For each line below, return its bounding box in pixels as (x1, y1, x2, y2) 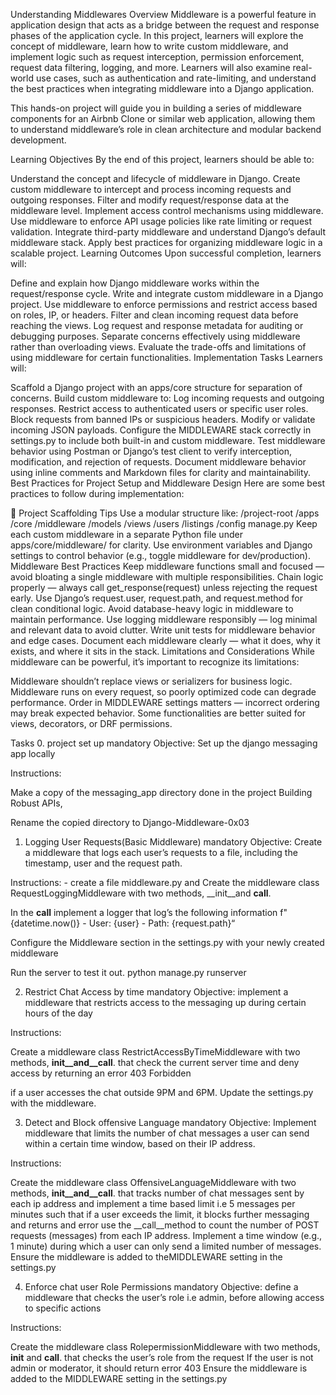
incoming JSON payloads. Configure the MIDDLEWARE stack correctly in (10, 424, 312, 436)
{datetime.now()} (10, 917, 81, 929)
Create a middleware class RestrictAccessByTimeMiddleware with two (10, 1046, 301, 1058)
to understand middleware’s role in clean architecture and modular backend (10, 124, 322, 135)
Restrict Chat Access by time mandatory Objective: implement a (24, 986, 289, 998)
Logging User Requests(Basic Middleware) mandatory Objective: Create (24, 836, 323, 848)
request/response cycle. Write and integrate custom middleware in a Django (10, 288, 324, 299)
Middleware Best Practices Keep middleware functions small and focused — (10, 560, 325, 572)
